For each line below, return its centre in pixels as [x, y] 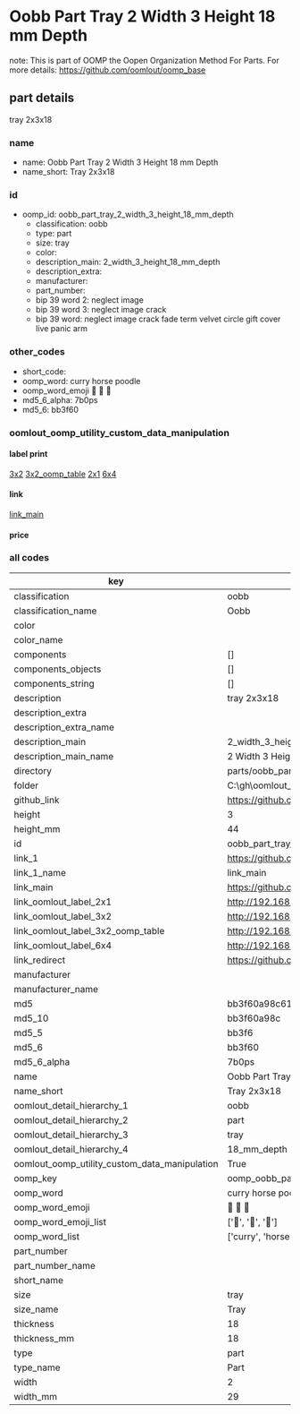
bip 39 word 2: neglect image [90, 300]
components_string [54, 683]
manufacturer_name [56, 989]
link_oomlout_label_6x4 [63, 945]
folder [26, 785]
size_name [36, 1309]
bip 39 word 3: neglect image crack [101, 310]
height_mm [37, 828]
